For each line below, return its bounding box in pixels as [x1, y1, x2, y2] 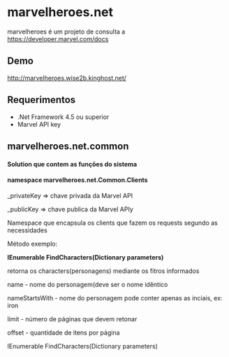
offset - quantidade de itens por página [7, 328, 120, 337]
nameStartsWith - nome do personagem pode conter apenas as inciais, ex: [7, 293, 223, 302]
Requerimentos [7, 94, 76, 106]
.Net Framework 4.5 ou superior [17, 113, 110, 121]
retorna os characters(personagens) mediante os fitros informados [7, 267, 200, 275]
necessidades [7, 225, 47, 234]
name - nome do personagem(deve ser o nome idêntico [7, 280, 168, 288]
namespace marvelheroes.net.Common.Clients [7, 176, 148, 184]
